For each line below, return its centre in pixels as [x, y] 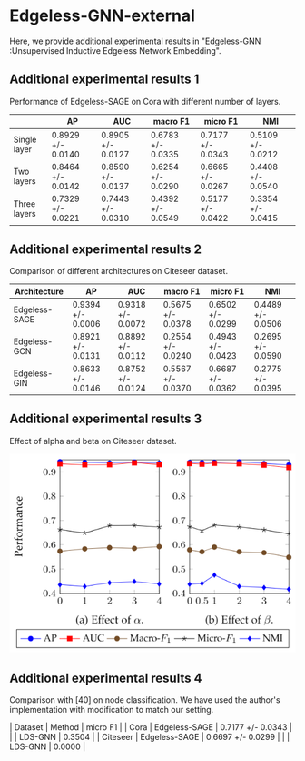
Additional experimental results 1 [104, 80]
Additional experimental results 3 [106, 419]
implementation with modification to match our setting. [112, 709]
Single [25, 139]
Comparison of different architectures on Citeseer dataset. [119, 271]
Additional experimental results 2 [106, 249]
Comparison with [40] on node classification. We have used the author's [145, 700]
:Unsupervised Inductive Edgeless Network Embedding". [115, 50]
